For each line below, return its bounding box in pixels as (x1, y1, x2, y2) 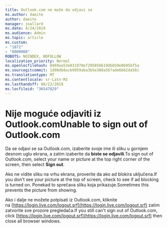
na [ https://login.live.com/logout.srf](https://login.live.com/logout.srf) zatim (5, 202, 160, 208)
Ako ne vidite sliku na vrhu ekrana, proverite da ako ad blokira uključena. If (5, 171, 157, 177)
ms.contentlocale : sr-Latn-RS (5, 77, 68, 82)
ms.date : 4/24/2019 (5, 26, 46, 31)
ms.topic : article (5, 35, 43, 40)
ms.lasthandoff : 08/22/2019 (5, 81, 64, 86)
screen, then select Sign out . (5, 161, 65, 167)
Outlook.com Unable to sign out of (5, 118, 148, 130)
